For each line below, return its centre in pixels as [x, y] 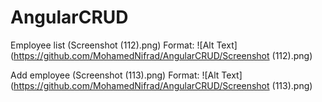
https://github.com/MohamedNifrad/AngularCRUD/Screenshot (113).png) [163, 85]
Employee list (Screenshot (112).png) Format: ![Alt [112, 45]
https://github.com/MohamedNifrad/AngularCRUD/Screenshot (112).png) [163, 55]
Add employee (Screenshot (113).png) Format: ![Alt [115, 75]
